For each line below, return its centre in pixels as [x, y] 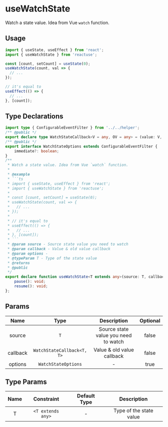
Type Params [26, 382]
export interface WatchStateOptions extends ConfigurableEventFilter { [81, 146]
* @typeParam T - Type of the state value [52, 258]
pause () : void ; [30, 282]
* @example [18, 174]
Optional [150, 320]
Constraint [46, 399]
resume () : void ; [31, 286]
